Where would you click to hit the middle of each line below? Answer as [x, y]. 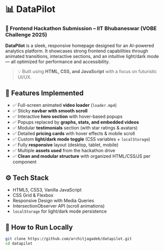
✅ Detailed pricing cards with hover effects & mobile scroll [74, 134]
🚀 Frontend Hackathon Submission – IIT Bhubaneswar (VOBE [81, 29]
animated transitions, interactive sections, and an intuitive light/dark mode [82, 56]
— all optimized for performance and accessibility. [58, 62]
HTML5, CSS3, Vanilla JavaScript [47, 190]
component [24, 162]
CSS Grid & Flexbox [33, 195]
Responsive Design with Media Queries [53, 201]
